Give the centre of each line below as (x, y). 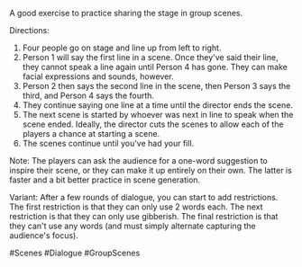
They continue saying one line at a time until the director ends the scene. (157, 105)
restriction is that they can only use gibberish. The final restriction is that (144, 216)
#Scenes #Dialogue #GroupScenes (75, 253)
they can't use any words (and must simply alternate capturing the (133, 226)
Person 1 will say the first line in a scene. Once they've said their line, (150, 57)
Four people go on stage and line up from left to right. (122, 48)
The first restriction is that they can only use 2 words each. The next (136, 207)
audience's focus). (44, 236)
